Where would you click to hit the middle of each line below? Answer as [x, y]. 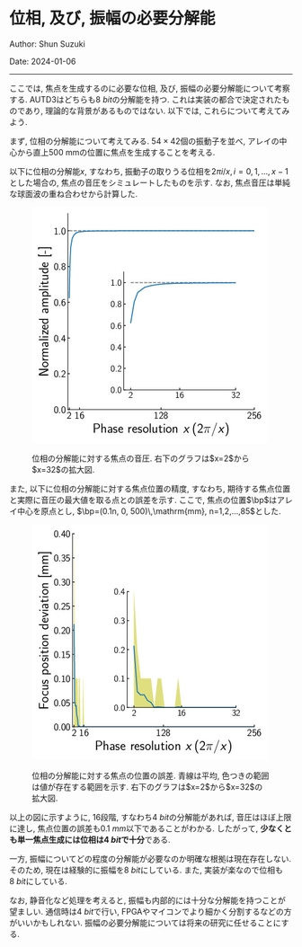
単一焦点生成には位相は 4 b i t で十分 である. [93, 839]
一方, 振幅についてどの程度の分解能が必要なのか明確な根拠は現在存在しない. [151, 858]
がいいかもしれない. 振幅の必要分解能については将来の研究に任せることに [145, 923]
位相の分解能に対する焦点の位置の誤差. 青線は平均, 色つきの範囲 [151, 775]
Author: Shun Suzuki [47, 44]
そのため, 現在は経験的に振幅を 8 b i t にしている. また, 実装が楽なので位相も [146, 870]
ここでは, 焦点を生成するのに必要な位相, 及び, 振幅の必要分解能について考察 [150, 88]
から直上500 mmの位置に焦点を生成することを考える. [116, 152]
